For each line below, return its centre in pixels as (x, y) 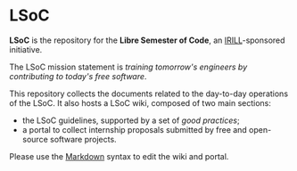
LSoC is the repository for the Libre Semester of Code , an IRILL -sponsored (147, 40)
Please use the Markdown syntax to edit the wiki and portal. (119, 156)
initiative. (26, 49)
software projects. (83, 139)
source (35, 139)
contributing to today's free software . (78, 76)
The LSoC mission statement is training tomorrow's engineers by (128, 67)
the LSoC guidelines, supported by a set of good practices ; (131, 120)
